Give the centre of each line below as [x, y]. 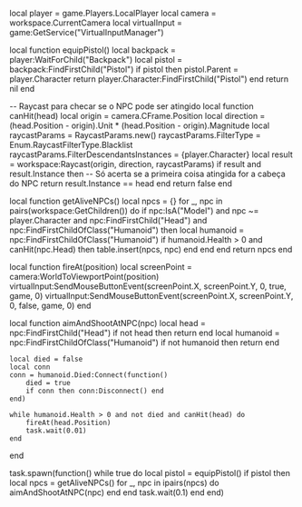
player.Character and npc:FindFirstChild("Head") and [108, 220]
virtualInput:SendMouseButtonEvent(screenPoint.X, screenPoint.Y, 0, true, [148, 286]
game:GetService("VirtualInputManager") [87, 32]
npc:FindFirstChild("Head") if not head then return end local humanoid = [145, 333]
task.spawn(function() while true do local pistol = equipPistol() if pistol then [150, 473]
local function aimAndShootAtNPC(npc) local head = [107, 323]
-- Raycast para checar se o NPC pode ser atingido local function [132, 106]
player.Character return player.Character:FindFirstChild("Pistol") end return [149, 79]
